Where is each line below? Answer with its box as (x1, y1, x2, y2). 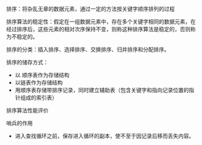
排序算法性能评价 (6, 107, 49, 114)
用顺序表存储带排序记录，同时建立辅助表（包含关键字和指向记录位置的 (14, 87, 189, 93)
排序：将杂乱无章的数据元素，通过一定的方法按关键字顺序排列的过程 (6, 5, 175, 12)
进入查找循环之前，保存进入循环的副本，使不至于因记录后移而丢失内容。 (14, 132, 194, 140)
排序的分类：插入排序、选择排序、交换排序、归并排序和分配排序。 (6, 46, 170, 53)
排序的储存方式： (6, 59, 49, 66)
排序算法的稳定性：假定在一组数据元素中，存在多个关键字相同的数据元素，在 (6, 18, 196, 25)
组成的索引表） (20, 94, 58, 101)
